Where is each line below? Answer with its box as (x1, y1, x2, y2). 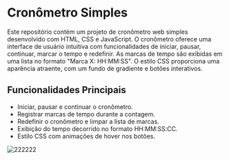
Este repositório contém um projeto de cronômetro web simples (7, 28, 188, 36)
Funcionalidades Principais (7, 84, 126, 96)
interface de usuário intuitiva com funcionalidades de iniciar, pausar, (7, 42, 201, 50)
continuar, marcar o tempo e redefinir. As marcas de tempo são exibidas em (7, 50, 223, 58)
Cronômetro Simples (7, 5, 128, 21)
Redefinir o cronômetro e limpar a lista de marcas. (17, 117, 160, 126)
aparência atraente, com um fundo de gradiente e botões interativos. (7, 64, 203, 72)
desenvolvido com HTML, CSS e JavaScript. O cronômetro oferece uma (7, 34, 212, 43)
